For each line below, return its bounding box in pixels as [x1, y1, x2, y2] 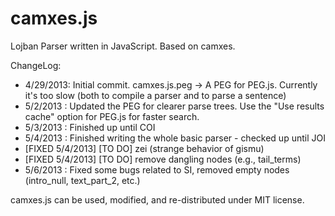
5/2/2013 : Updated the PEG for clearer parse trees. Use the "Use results [24, 100, 325, 112]
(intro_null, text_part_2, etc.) [24, 174, 141, 186]
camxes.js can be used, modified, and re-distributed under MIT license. [10, 193, 305, 206]
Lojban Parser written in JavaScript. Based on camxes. [10, 40, 236, 52]
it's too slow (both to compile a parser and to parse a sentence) [24, 89, 287, 101]
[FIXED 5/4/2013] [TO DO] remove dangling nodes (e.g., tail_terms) [24, 153, 302, 165]
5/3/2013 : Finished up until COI [24, 121, 156, 133]
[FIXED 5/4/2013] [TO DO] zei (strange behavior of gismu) [24, 142, 265, 154]
